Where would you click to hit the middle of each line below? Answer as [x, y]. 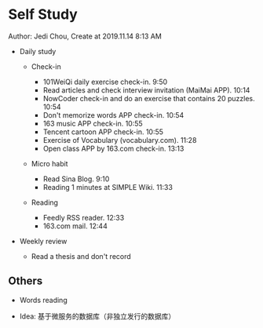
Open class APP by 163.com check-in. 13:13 [113, 148]
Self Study [43, 15]
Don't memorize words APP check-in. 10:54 [113, 115]
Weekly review [43, 241]
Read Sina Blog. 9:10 [76, 179]
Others [26, 281]
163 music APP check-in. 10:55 [93, 123]
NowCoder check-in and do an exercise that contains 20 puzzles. [149, 98]
